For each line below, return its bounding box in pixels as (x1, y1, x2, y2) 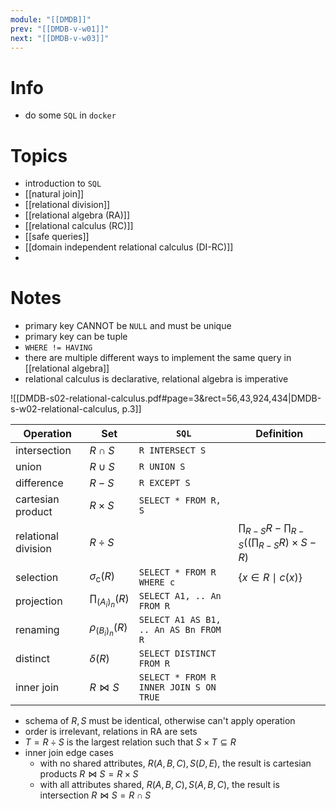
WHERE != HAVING (24, 343, 93, 353)
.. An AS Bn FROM (138, 624, 222, 635)
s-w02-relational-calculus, (10, 403, 120, 415)
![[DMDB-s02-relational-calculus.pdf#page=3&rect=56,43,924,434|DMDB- (10, 392, 322, 405)
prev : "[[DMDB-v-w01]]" (10, 24, 110, 34)
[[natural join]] (24, 188, 85, 200)
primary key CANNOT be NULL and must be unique (24, 320, 232, 332)
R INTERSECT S (138, 445, 207, 456)
